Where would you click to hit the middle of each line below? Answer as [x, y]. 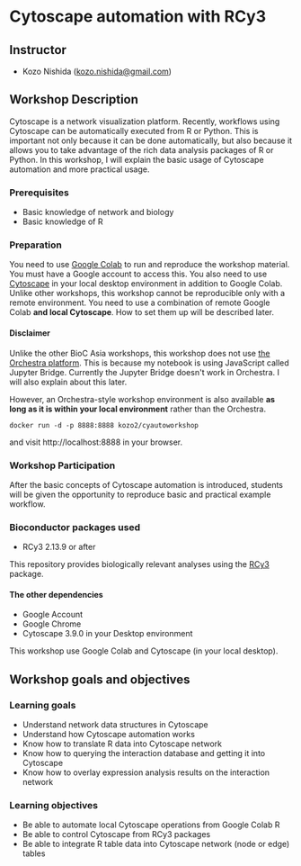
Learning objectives [54, 806]
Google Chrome [52, 624]
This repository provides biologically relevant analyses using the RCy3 [139, 564]
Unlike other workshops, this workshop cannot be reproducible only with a [147, 293]
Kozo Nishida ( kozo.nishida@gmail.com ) [97, 71]
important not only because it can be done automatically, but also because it [151, 140]
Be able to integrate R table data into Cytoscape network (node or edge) [156, 844]
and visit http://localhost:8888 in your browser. [96, 442]
